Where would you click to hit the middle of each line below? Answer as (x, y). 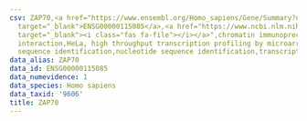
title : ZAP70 (34, 102)
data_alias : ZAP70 (44, 60)
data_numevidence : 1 (49, 77)
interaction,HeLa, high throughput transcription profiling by (140, 43)
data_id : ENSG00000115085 (58, 69)
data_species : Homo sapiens (63, 86)
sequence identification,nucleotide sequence (106, 52)
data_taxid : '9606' (47, 94)
